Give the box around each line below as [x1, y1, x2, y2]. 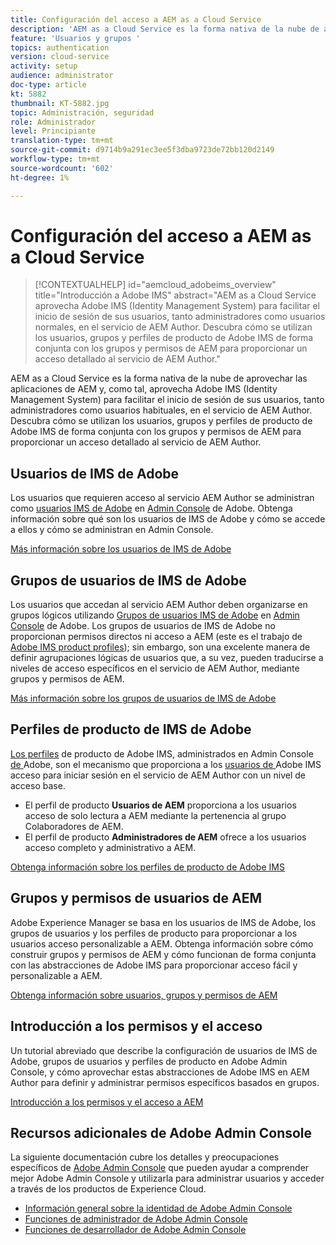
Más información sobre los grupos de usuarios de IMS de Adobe [10, 692, 277, 705]
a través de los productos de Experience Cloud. [10, 1183, 207, 1195]
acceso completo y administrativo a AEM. [24, 841, 197, 853]
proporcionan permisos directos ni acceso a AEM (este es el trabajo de [10, 631, 303, 643]
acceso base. [10, 779, 66, 791]
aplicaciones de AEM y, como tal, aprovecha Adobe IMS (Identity [10, 383, 278, 395]
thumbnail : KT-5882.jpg [10, 98, 110, 108]
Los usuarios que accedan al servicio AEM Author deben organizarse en [10, 599, 308, 611]
